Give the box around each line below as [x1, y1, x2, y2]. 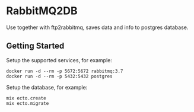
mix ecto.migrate [6, 100, 49, 106]
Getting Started [6, 41, 65, 51]
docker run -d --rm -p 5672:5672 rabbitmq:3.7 [6, 68, 123, 74]
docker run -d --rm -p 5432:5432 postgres [6, 73, 113, 79]
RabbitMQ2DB [6, 4, 78, 18]
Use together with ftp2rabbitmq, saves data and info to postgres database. [6, 24, 189, 31]
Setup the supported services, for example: [6, 56, 113, 63]
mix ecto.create [6, 95, 46, 101]
